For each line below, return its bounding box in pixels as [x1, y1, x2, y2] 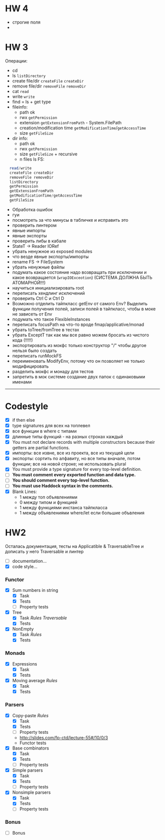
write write [12, 93, 35, 99]
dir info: [12, 135, 28, 141]
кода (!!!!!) [12, 337, 33, 343]
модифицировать [12, 363, 49, 369]
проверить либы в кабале [12, 238, 66, 244]
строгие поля [12, 19, 41, 25]
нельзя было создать [12, 348, 57, 353]
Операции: [5, 58, 28, 64]
